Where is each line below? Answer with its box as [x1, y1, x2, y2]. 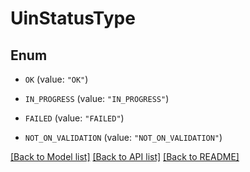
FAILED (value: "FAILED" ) [24, 112, 125, 124]
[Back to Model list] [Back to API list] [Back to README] [10, 151, 240, 162]
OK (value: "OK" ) [24, 73, 89, 85]
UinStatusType [10, 7, 136, 30]
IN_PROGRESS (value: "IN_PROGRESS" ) [24, 93, 170, 104]
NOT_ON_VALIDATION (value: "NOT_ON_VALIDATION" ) [24, 132, 223, 143]
